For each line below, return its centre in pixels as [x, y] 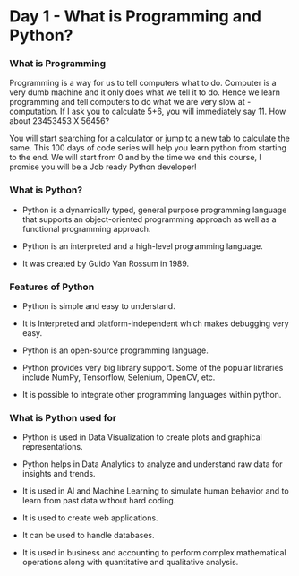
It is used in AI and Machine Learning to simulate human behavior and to [155, 491]
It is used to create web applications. [90, 518]
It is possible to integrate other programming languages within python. [152, 395]
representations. [52, 447]
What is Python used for [63, 418]
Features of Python [52, 287]
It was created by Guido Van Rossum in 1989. [106, 263]
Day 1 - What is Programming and [136, 17]
